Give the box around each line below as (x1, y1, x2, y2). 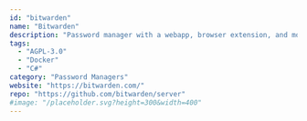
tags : (9, 38, 30, 48)
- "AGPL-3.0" (17, 47, 68, 56)
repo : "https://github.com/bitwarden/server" (9, 89, 185, 98)
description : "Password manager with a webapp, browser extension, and (9, 30, 288, 39)
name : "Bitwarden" (9, 22, 79, 31)
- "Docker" (17, 55, 59, 65)
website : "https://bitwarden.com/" (9, 81, 145, 90)
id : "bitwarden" (9, 13, 71, 23)
